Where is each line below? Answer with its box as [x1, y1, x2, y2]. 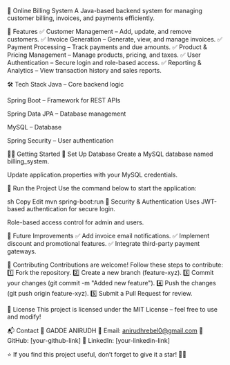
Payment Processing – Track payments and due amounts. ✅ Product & [7, 43, 207, 51]
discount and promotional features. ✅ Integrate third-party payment [7, 240, 200, 247]
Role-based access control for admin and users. [7, 218, 144, 226]
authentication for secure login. [26, 205, 116, 213]
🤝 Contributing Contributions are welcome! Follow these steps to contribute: [7, 260, 223, 269]
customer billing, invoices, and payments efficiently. [7, 14, 155, 22]
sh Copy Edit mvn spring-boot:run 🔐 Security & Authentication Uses [7, 197, 200, 206]
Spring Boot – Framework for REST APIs [7, 96, 121, 104]
